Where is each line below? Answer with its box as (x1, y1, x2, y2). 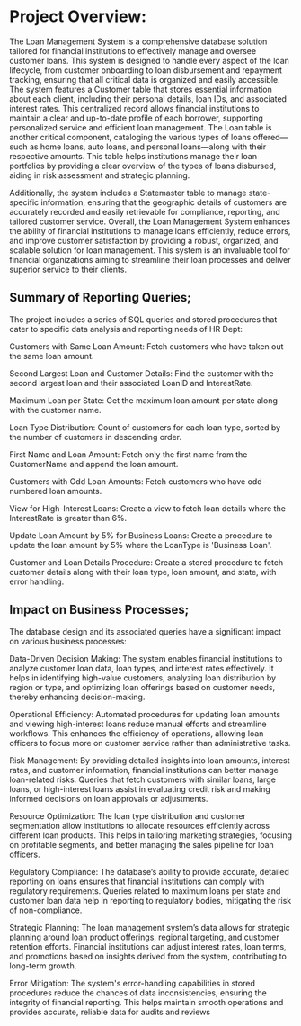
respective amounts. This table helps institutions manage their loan (9, 150, 258, 161)
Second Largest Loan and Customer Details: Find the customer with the (9, 367, 274, 379)
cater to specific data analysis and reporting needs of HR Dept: (9, 323, 243, 334)
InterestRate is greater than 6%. (9, 512, 128, 523)
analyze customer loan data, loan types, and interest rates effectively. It (9, 662, 274, 673)
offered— (252, 131, 288, 142)
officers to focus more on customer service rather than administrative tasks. (9, 737, 291, 748)
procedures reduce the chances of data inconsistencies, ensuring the (9, 987, 267, 998)
